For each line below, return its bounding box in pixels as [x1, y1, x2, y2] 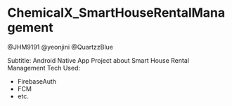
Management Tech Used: [7, 63, 81, 72]
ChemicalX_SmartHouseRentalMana [7, 5, 226, 21]
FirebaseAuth [17, 77, 57, 85]
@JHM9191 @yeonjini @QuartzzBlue [7, 43, 114, 51]
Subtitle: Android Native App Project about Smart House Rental [7, 56, 190, 64]
